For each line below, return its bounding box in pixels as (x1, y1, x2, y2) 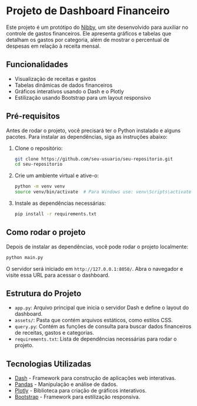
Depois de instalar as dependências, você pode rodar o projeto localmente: (6, 243, 189, 250)
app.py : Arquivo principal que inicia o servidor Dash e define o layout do (14, 304, 189, 311)
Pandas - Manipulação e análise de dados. (14, 381, 118, 388)
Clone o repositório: (14, 145, 63, 152)
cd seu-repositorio (14, 161, 63, 168)
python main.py (6, 254, 44, 260)
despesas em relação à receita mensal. (6, 42, 101, 50)
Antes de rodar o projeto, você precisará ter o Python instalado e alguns (6, 127, 181, 134)
